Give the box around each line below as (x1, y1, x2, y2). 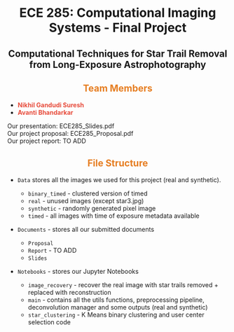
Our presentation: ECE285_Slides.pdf (7, 122, 115, 130)
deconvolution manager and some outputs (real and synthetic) (27, 303, 208, 312)
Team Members (83, 82, 153, 94)
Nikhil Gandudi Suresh (17, 101, 84, 109)
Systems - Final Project (48, 20, 187, 36)
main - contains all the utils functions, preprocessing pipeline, (27, 296, 205, 304)
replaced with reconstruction (27, 289, 111, 297)
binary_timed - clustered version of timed (27, 189, 149, 198)
